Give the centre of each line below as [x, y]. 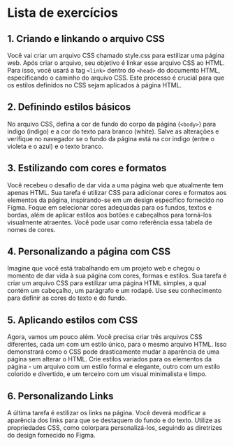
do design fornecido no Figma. [51, 436]
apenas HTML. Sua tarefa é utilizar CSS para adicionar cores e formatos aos [117, 192]
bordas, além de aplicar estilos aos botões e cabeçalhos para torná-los [109, 215]
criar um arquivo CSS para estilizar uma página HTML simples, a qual [107, 283]
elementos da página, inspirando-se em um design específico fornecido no [115, 200]
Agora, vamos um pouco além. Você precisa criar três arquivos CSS [105, 337]
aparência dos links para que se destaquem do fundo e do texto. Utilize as [114, 420]
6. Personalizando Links [60, 396]
